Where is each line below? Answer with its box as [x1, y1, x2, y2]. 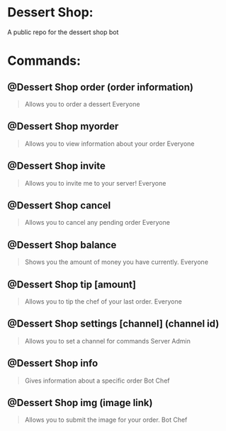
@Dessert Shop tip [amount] [7, 278, 137, 290]
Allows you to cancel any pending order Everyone [24, 218, 170, 227]
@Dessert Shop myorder [7, 120, 119, 132]
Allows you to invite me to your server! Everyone [24, 179, 166, 187]
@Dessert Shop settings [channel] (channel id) [7, 318, 220, 330]
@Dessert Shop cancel [7, 199, 111, 211]
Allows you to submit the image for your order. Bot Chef [24, 415, 188, 424]
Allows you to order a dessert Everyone [24, 100, 140, 108]
